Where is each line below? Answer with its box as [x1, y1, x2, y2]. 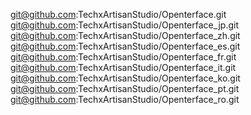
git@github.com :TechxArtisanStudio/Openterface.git [10, 9, 227, 20]
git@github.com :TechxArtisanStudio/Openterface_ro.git [10, 94, 240, 105]
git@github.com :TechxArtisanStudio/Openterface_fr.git [10, 51, 237, 63]
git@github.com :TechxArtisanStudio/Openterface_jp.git [10, 19, 239, 31]
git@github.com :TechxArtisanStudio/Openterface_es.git [10, 40, 241, 52]
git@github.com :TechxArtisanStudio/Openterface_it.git [10, 62, 237, 73]
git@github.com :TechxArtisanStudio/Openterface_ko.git [10, 72, 241, 84]
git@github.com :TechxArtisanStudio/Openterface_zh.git [10, 30, 241, 41]
